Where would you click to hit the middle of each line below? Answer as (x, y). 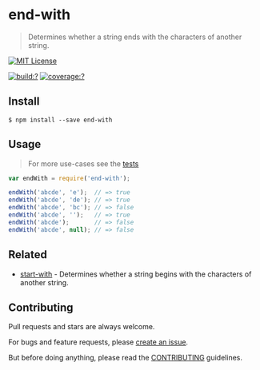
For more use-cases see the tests (83, 163)
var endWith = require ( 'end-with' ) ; (69, 178)
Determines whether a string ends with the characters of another (135, 37)
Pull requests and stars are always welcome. (82, 327)
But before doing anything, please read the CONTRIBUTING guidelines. (125, 358)
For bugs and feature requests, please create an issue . (98, 342)
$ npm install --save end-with (60, 120)
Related (28, 255)
